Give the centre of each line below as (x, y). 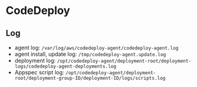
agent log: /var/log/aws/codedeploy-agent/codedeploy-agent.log (96, 47)
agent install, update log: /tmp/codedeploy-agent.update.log (90, 54)
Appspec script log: (39, 72)
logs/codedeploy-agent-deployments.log (65, 66)
